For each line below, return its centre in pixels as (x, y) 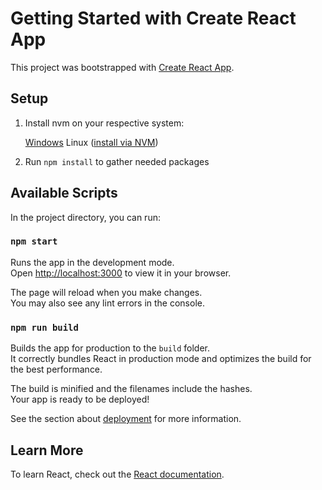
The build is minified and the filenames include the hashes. (131, 389)
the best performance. (56, 369)
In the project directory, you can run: (85, 217)
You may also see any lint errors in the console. (107, 303)
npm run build (44, 327)
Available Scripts (64, 193)
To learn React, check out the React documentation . (117, 474)
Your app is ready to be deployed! (80, 399)
